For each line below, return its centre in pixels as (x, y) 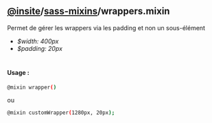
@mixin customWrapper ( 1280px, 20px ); (61, 113)
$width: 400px (38, 41)
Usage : (18, 72)
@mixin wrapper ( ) (32, 87)
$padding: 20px (40, 48)
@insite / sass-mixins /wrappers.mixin (89, 11)
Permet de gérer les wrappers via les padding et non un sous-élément (106, 27)
